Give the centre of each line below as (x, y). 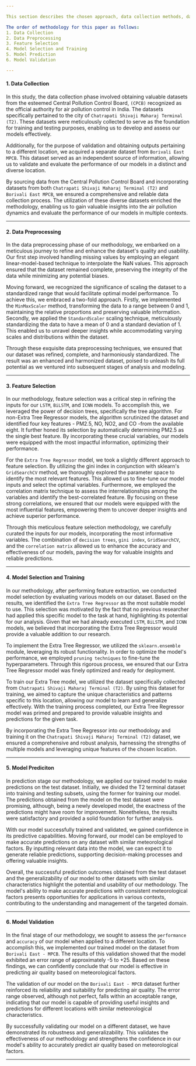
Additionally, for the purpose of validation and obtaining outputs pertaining (96, 145)
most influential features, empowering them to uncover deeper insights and (97, 510)
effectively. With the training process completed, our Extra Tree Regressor (95, 706)
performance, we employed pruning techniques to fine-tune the (83, 658)
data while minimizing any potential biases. (57, 276)
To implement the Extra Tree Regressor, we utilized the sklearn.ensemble (93, 645)
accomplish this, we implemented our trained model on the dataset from (93, 947)
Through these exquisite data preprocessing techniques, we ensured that (94, 348)
